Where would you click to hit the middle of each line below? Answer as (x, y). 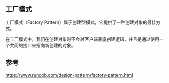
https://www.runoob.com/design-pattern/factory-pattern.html (69, 75)
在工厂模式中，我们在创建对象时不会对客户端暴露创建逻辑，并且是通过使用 (82, 39)
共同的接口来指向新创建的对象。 (43, 45)
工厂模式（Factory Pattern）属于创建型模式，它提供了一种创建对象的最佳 (81, 22)
